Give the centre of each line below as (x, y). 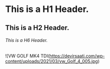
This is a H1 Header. (47, 9)
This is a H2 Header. (37, 28)
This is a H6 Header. (26, 40)
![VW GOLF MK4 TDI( (27, 55)
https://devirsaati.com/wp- (77, 55)
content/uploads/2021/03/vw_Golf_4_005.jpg (51, 61)
